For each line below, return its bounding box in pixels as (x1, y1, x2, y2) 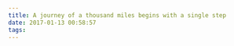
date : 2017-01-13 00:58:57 (8, 19, 97, 27)
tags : (8, 26, 26, 34)
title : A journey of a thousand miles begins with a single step (8, 11, 226, 19)
